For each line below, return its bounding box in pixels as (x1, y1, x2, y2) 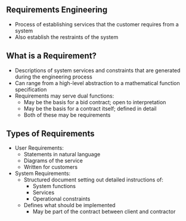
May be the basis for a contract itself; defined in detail (23, 105, 157, 112)
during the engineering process (14, 73, 92, 80)
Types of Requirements (6, 129, 95, 139)
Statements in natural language (23, 151, 101, 158)
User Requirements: (14, 144, 64, 152)
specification (14, 86, 47, 93)
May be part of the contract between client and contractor (32, 208, 176, 215)
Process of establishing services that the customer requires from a (14, 20, 179, 28)
